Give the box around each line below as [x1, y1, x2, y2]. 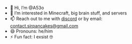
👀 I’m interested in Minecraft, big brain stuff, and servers [10, 10, 127, 16]
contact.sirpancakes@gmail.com [10, 23, 79, 28]
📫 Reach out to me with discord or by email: [10, 15, 103, 21]
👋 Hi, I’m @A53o [10, 5, 44, 10]
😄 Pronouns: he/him [10, 28, 53, 34]
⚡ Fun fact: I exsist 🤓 [10, 34, 53, 39]
